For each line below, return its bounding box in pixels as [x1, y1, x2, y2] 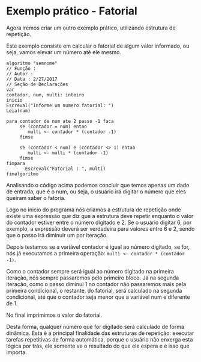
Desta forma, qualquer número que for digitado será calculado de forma [6, 323, 185, 330]
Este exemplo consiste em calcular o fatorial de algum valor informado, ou [6, 42, 190, 49]
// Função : [6, 65, 36, 72]
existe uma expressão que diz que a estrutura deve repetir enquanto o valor [6, 212, 194, 219]
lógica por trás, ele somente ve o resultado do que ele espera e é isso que [6, 342, 190, 349]
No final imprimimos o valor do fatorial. [6, 311, 103, 319]
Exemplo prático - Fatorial [6, 4, 138, 18]
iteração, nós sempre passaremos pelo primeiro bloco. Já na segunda [6, 274, 179, 281]
